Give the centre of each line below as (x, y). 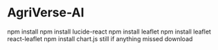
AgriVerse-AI (46, 13)
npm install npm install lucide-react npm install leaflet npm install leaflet (109, 32)
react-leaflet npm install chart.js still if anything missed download (100, 38)
